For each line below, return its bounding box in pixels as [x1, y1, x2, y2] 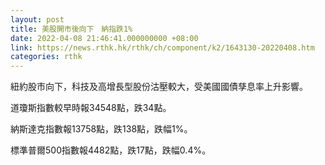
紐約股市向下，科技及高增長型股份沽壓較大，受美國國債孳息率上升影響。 [10, 81, 308, 93]
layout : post [10, 14, 65, 25]
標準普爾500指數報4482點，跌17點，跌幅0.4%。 [10, 144, 212, 156]
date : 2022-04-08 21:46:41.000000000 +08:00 [10, 33, 199, 43]
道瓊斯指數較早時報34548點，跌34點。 [10, 102, 172, 114]
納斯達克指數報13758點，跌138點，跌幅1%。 [10, 123, 193, 135]
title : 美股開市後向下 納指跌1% [10, 24, 133, 34]
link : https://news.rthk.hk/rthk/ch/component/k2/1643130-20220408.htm [10, 42, 315, 53]
